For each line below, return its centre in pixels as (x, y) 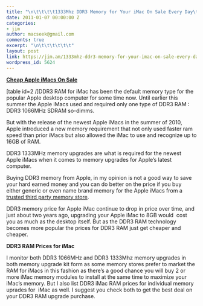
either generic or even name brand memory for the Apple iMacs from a (95, 190)
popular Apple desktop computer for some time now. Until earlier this (92, 98)
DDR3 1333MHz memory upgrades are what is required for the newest (94, 153)
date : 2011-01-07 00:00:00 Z (43, 18)
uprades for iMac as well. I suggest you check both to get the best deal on (99, 290)
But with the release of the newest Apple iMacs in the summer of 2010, (94, 122)
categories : (21, 23)
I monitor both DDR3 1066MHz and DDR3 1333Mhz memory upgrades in (96, 258)
